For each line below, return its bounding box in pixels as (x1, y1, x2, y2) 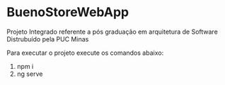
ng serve (16, 70, 43, 78)
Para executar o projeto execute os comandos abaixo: (6, 48, 164, 57)
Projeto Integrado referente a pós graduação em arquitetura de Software (6, 27, 219, 36)
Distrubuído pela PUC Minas (6, 34, 89, 43)
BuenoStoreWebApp (6, 4, 129, 20)
